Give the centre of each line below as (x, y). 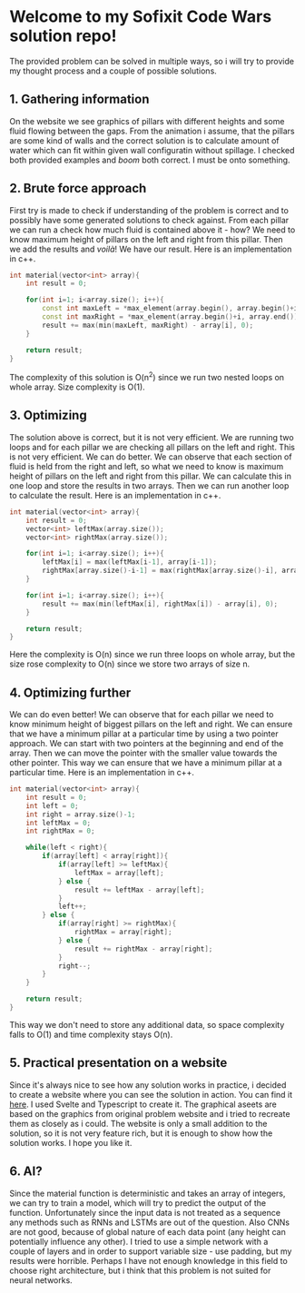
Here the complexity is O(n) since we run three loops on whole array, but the (152, 655)
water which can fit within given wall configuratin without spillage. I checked (152, 150)
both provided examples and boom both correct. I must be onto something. (150, 160)
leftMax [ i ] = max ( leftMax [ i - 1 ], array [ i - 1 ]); (130, 562)
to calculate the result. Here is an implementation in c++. (115, 495)
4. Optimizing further (70, 692)
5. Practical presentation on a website (118, 1063)
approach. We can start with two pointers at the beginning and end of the (147, 744)
